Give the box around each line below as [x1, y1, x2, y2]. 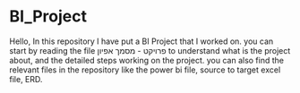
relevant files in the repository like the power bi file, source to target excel [9, 64, 281, 75]
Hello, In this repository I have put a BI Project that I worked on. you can [9, 36, 274, 46]
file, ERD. [9, 73, 43, 84]
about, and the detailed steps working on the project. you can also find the [9, 55, 285, 65]
